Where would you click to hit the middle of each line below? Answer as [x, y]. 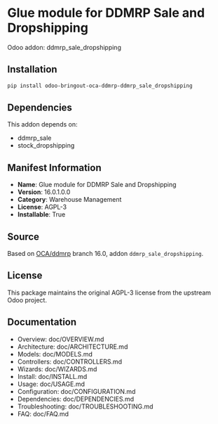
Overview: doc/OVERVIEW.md [61, 339]
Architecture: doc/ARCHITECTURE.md [73, 347]
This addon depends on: [42, 124]
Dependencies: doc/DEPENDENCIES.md [76, 399]
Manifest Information [54, 168]
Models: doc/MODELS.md [55, 354]
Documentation [42, 322]
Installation [32, 69]
